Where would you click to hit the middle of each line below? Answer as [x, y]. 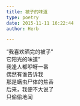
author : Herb [23, 29]
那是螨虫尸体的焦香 [30, 82]
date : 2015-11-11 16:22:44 [40, 23]
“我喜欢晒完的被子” [30, 52]
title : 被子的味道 [27, 12]
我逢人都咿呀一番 [27, 67]
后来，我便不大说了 [30, 89]
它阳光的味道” [23, 59]
